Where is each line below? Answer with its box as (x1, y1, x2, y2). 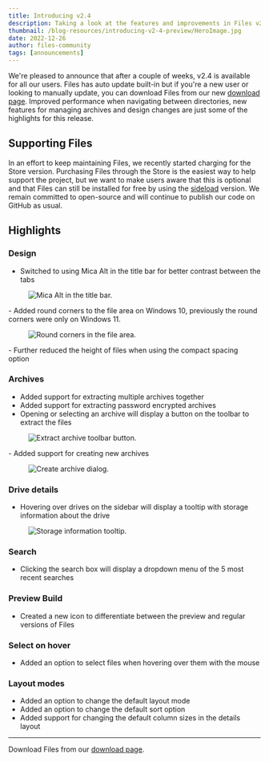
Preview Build (8, 593, 63, 604)
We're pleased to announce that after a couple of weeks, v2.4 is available (8, 71, 251, 80)
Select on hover (8, 639, 71, 651)
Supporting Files (8, 137, 93, 151)
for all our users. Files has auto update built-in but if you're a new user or (8, 79, 249, 89)
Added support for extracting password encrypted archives (19, 400, 216, 409)
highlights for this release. (8, 114, 94, 123)
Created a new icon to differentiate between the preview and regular (19, 611, 246, 621)
